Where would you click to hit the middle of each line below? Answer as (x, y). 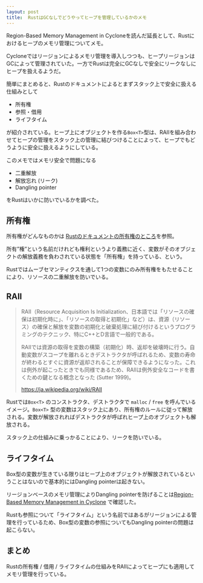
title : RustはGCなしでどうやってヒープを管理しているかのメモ (76, 18)
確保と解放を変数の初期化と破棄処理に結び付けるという (106, 327)
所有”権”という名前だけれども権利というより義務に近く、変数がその (91, 249)
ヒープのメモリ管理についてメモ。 (64, 43)
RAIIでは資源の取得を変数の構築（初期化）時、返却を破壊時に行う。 (105, 347)
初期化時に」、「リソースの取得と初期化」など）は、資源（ (103, 319)
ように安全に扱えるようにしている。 (56, 147)
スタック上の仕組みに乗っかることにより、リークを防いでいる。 (85, 437)
